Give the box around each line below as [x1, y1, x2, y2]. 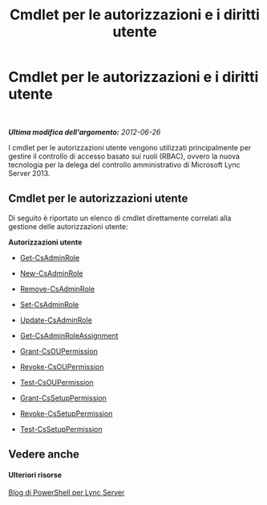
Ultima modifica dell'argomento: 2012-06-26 [8, 127, 161, 137]
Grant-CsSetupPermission [19, 392, 107, 403]
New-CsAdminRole [19, 268, 83, 278]
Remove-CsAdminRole [19, 284, 95, 294]
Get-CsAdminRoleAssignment [19, 331, 119, 340]
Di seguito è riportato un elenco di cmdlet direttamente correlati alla [8, 213, 232, 223]
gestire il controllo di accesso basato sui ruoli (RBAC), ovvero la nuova [8, 151, 241, 161]
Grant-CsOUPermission [19, 346, 99, 355]
